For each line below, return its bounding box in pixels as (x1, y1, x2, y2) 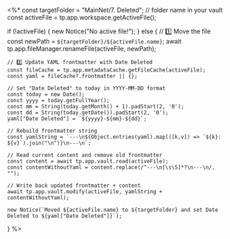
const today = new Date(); (7, 91, 85, 98)
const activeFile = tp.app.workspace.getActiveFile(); (7, 13, 157, 22)
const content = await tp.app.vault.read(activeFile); (7, 158, 169, 165)
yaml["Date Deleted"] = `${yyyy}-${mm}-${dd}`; (7, 115, 148, 122)
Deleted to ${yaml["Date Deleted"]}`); (7, 213, 123, 220)
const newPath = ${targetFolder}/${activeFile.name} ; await (7, 38, 182, 45)
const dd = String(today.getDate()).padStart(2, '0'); (7, 109, 169, 116)
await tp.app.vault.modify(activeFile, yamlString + (7, 188, 163, 195)
